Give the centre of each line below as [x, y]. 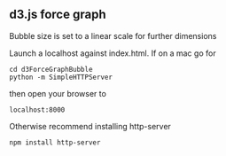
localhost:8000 [37, 110]
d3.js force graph [58, 15]
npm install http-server [55, 142]
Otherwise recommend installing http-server [90, 126]
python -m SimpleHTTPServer [61, 77]
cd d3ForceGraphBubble [51, 69]
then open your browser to [58, 93]
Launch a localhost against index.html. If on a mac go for [113, 53]
